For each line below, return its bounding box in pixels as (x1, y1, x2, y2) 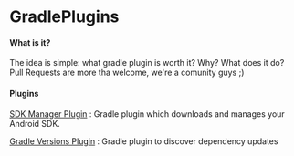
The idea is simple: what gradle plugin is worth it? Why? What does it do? (9, 57, 285, 68)
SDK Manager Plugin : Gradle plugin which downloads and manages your (9, 108, 285, 120)
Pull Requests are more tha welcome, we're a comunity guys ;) (9, 67, 245, 78)
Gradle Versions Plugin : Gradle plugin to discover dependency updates (9, 135, 278, 147)
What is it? (9, 36, 51, 47)
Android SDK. (9, 118, 61, 129)
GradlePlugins (9, 6, 120, 27)
